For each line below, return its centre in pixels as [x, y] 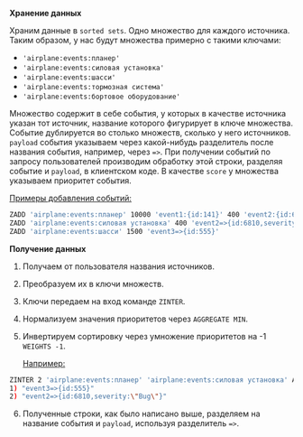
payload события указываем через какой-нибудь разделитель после [142, 142]
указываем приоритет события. [71, 181]
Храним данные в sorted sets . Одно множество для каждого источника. [150, 30]
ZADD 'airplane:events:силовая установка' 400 [98, 223]
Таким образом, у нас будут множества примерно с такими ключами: [145, 40]
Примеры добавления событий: [71, 198]
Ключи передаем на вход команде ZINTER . [104, 301]
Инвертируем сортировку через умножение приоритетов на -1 [144, 336]
